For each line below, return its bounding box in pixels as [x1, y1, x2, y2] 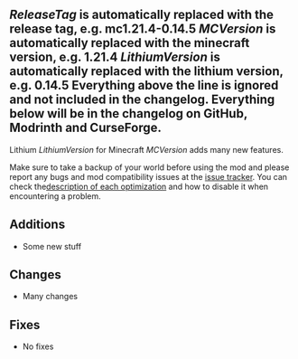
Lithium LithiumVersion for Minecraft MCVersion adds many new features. [9, 144, 284, 155]
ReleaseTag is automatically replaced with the [9, 7, 274, 23]
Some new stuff [22, 241, 82, 251]
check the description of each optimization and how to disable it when [9, 181, 269, 192]
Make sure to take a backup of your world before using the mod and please [9, 162, 290, 173]
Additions [9, 217, 66, 232]
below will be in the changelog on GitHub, [9, 106, 248, 121]
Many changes [22, 291, 79, 302]
